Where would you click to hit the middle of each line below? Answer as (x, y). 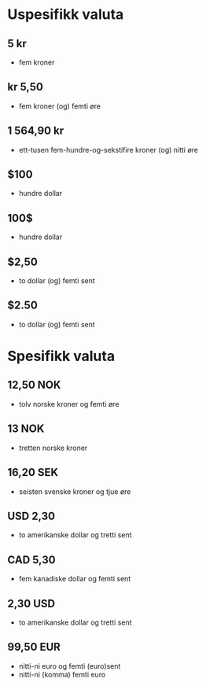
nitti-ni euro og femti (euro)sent (70, 666)
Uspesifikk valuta (66, 15)
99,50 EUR (34, 647)
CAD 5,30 (31, 560)
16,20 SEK (33, 472)
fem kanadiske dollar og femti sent (75, 579)
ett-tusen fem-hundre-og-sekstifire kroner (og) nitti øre (108, 149)
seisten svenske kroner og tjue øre (75, 491)
